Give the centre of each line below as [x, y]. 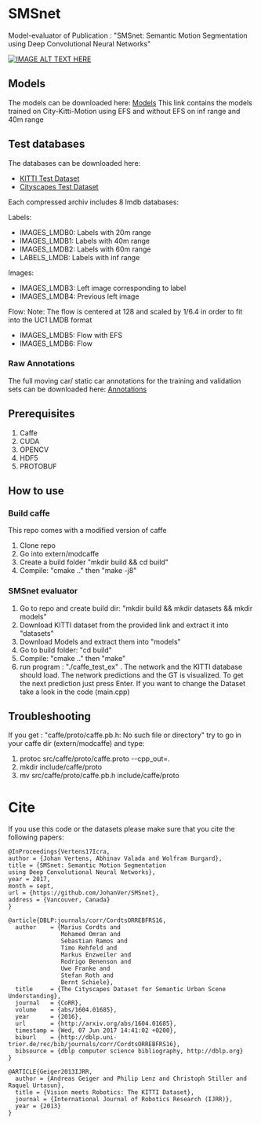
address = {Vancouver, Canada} [59, 900]
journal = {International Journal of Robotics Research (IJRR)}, [124, 1100]
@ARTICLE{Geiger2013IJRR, [50, 1072]
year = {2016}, [49, 1017]
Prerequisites [42, 414]
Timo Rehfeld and [89, 948]
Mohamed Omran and [91, 935]
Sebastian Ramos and [94, 941]
